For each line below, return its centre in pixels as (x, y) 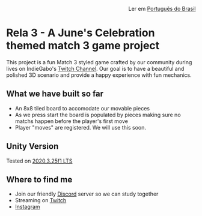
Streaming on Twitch (41, 200)
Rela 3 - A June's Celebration (81, 33)
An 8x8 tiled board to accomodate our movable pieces (82, 108)
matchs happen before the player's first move (71, 121)
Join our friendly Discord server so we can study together (87, 194)
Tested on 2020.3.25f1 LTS (39, 161)
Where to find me (39, 179)
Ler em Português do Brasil (162, 9)
